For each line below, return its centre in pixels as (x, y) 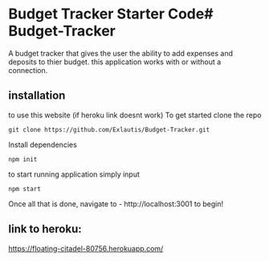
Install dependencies (43, 145)
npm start (25, 189)
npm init (23, 159)
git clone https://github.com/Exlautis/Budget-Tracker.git (109, 129)
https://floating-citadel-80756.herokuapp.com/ (86, 248)
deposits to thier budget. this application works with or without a (115, 62)
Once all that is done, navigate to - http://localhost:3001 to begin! (116, 204)
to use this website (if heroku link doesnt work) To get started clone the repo (135, 115)
